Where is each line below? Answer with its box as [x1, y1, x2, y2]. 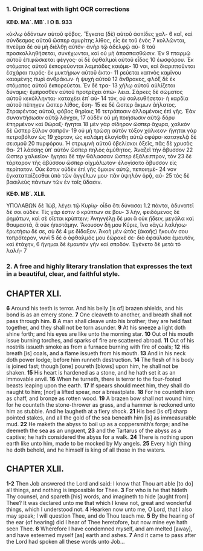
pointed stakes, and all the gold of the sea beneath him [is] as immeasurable [6, 414, 196, 421]
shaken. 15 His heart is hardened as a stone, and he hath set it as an [6, 369, 176, 376]
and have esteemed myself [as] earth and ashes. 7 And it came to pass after [6, 531, 196, 538]
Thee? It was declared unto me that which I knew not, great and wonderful [6, 499, 192, 506]
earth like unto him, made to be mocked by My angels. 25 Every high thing [6, 440, 192, 447]
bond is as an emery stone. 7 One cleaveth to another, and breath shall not [6, 311, 192, 318]
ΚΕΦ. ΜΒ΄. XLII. [6, 190, 46, 198]
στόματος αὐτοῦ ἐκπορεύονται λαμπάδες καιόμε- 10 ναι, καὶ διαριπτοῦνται [6, 62, 195, 70]
